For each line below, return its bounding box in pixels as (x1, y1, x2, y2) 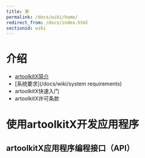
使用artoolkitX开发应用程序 (6, 118, 139, 131)
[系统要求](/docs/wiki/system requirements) (14, 80, 123, 87)
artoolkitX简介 (14, 73, 49, 80)
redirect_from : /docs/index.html (6, 19, 89, 25)
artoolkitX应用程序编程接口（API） (6, 143, 135, 153)
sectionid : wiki (6, 25, 46, 31)
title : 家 (6, 8, 30, 15)
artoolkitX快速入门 (14, 88, 59, 95)
